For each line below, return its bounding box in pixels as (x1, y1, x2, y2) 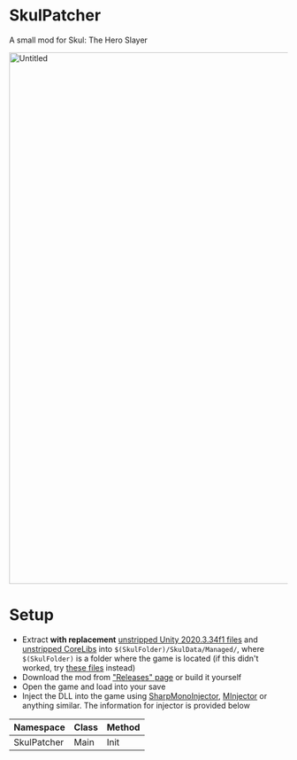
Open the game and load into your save (21, 681, 166, 692)
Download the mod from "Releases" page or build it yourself (21, 671, 242, 682)
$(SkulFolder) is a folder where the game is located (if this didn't (21, 653, 259, 663)
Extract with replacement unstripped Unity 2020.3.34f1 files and (21, 634, 258, 645)
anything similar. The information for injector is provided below (21, 700, 250, 710)
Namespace (13, 721, 66, 733)
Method (106, 721, 141, 733)
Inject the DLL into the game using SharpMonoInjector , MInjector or (21, 690, 268, 701)
